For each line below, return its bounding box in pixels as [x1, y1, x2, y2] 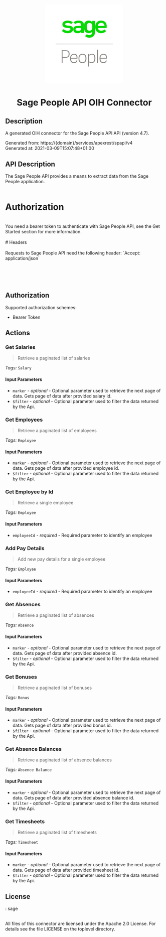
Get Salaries [5, 344, 36, 351]
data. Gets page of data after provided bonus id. [12, 722, 112, 729]
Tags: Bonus [5, 694, 30, 700]
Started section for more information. [5, 228, 82, 234]
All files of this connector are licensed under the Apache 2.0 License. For [5, 920, 156, 926]
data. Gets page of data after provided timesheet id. [12, 867, 120, 873]
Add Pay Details [5, 545, 45, 552]
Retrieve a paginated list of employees [17, 427, 97, 433]
